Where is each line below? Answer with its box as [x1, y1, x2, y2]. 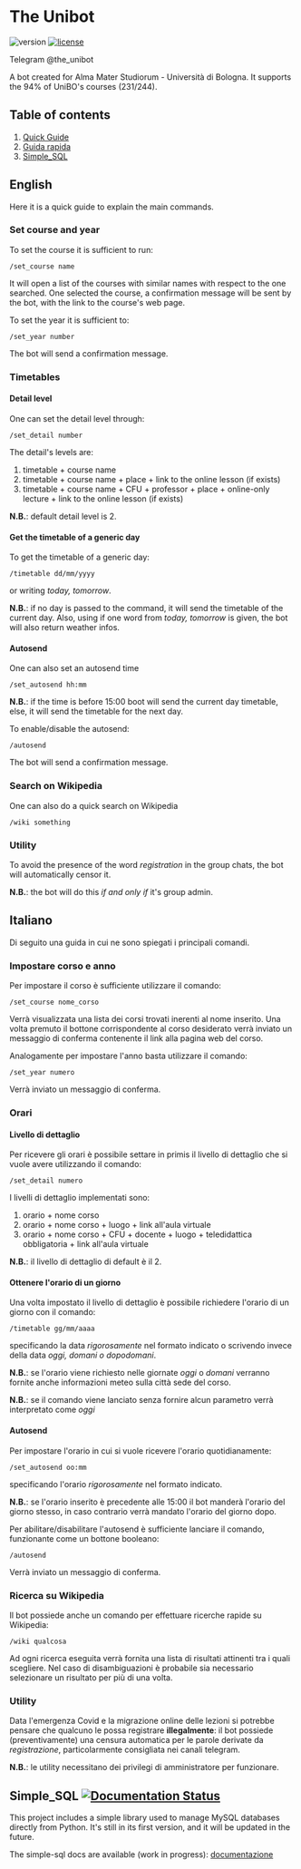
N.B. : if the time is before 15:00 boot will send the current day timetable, [9, 696, 279, 707]
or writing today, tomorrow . [9, 585, 112, 596]
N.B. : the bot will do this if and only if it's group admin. [9, 886, 213, 897]
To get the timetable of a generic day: [9, 551, 150, 563]
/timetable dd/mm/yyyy [9, 569, 95, 579]
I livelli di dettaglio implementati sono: [9, 1192, 150, 1203]
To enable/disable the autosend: [9, 724, 130, 735]
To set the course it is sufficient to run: [9, 244, 154, 255]
